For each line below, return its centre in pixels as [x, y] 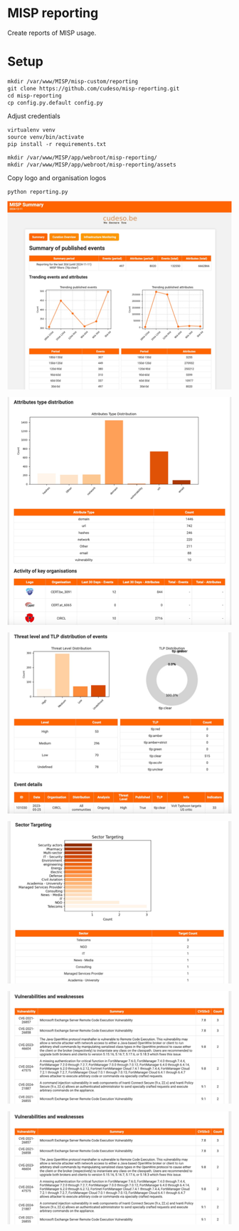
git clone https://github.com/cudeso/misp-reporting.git [94, 88]
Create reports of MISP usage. [52, 33]
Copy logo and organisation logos [57, 178]
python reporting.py [38, 192]
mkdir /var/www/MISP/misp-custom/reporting [73, 81]
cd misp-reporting [34, 95]
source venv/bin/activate [46, 137]
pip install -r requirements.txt [57, 144]
